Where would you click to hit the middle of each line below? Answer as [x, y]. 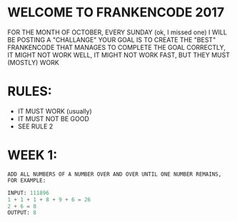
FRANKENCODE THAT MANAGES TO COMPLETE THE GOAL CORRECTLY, [117, 47]
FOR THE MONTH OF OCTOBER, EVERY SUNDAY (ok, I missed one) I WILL [117, 32]
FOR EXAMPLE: [27, 180]
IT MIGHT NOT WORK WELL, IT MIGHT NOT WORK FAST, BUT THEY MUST [119, 55]
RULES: [30, 92]
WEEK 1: [32, 155]
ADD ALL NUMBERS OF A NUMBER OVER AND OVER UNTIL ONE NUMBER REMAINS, [115, 174]
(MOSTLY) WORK [33, 62]
